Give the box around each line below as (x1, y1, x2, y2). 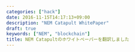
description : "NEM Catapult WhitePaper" (6, 20, 110, 26)
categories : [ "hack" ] (6, 8, 61, 15)
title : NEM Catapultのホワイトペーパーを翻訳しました (6, 36, 130, 42)
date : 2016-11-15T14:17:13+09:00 (6, 14, 90, 20)
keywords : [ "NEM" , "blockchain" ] (6, 31, 90, 37)
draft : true (6, 25, 36, 32)
